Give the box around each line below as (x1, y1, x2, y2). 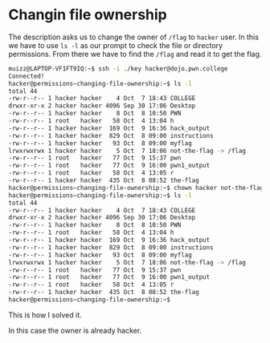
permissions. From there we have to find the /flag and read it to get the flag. (8, 49, 262, 59)
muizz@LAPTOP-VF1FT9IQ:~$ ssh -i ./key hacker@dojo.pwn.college (8, 64, 228, 73)
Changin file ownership (8, 6, 167, 24)
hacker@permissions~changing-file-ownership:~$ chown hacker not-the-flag (8, 184, 264, 192)
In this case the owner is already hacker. (8, 325, 142, 335)
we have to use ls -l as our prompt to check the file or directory (8, 40, 223, 50)
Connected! (8, 72, 45, 80)
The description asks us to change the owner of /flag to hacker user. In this (8, 32, 260, 42)
